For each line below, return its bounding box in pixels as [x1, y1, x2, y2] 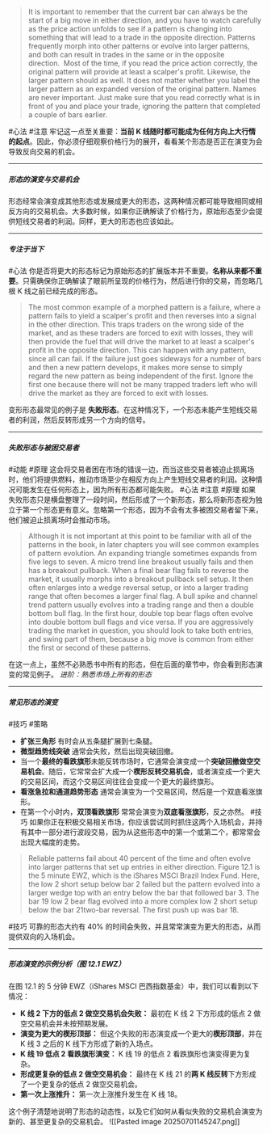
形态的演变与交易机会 [8, 174, 79, 184]
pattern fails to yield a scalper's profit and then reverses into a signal [27, 310, 256, 320]
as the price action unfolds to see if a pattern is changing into [27, 24, 232, 33]
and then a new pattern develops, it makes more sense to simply [27, 362, 244, 372]
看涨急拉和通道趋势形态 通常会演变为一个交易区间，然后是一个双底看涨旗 [19, 786, 263, 796]
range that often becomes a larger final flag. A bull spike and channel [27, 591, 258, 601]
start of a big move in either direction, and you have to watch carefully [27, 15, 262, 25]
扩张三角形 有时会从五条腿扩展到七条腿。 [19, 736, 157, 746]
